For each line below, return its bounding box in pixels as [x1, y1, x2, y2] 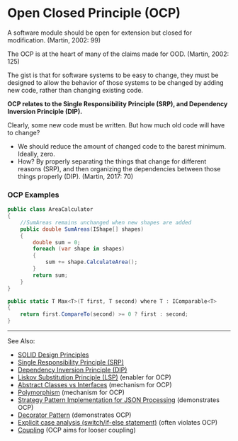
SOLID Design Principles [17, 350, 89, 359]
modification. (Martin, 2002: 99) [7, 35, 101, 44]
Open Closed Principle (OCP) [7, 5, 181, 21]
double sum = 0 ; [33, 239, 81, 246]
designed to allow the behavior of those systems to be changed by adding [7, 78, 225, 86]
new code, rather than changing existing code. [7, 86, 144, 94]
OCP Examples [7, 190, 59, 200]
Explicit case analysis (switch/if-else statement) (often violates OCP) [17, 418, 218, 427]
